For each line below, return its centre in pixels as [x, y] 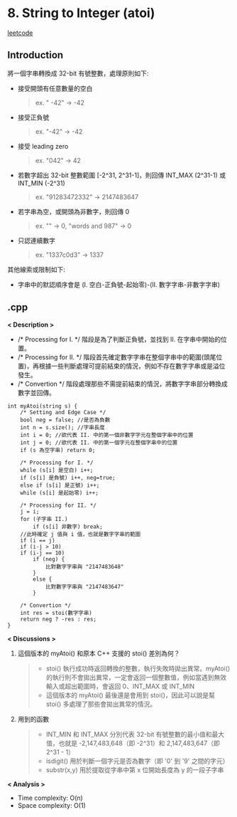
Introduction [35, 55]
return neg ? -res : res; [59, 619]
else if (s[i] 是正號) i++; [60, 485]
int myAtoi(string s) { [43, 406]
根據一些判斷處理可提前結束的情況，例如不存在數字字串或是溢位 [132, 366]
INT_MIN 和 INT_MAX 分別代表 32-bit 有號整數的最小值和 [129, 734]
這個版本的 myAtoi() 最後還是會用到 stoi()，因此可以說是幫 [130, 695]
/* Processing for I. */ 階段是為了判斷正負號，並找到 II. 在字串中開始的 [119, 339]
